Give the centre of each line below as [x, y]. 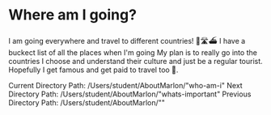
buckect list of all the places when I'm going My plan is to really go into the [133, 52]
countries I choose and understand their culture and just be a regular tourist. [135, 61]
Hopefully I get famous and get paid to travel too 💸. [93, 70]
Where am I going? [73, 15]
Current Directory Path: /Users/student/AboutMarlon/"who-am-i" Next [125, 85]
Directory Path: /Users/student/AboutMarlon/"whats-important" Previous [130, 94]
